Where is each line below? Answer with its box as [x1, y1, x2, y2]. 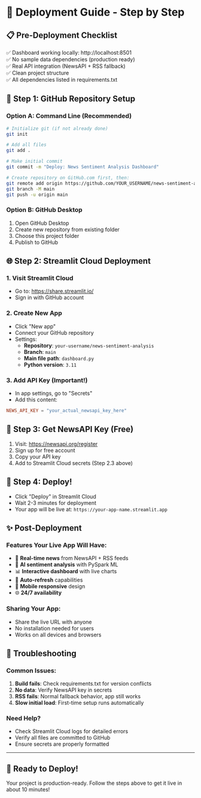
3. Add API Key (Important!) [6, 376, 88, 384]
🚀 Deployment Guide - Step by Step [6, 5, 185, 19]
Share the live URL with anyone [14, 618, 92, 626]
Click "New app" [14, 323, 56, 330]
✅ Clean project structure [6, 69, 69, 76]
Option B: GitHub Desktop [6, 206, 83, 214]
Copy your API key [14, 453, 61, 460]
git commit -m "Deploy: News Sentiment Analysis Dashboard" [6, 164, 160, 170]
